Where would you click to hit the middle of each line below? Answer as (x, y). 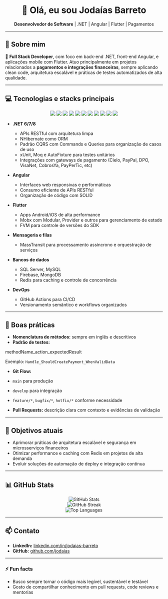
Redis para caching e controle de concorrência (68, 280)
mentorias (23, 592)
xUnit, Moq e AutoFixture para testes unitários (67, 154)
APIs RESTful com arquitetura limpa (56, 133)
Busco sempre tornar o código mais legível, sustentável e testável (80, 581)
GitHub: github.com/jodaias (41, 551)
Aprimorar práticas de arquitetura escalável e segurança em (74, 442)
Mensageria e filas (32, 235)
